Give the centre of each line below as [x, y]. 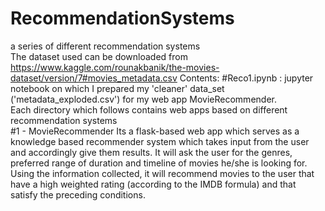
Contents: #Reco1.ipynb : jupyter [246, 78]
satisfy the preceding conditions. [78, 194]
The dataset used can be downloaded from [99, 56]
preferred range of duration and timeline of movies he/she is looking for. [159, 163]
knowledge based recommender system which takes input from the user [160, 141]
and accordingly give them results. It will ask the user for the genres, [151, 152]
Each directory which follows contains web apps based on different [149, 109]
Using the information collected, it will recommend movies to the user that [162, 173]
